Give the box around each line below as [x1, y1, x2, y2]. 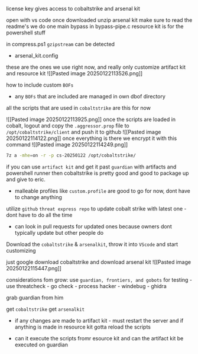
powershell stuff [6, 29, 46, 36]
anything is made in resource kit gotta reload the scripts [14, 323, 151, 330]
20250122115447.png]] [6, 264, 62, 272]
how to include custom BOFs [6, 81, 74, 88]
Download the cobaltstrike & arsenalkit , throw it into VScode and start [6, 240, 178, 248]
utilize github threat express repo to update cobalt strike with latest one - [6, 205, 187, 212]
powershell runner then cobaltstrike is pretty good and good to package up [6, 169, 189, 177]
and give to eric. [6, 176, 46, 183]
